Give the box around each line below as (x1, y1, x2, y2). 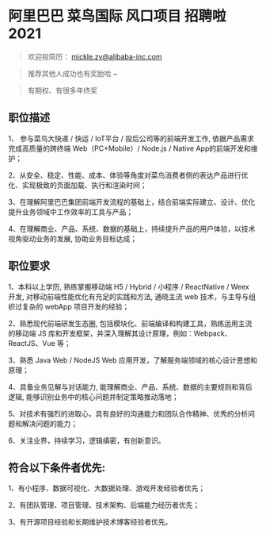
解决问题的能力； (21, 418, 78, 428)
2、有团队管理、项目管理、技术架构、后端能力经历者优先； (8, 501, 200, 510)
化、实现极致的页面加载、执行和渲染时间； (8, 180, 147, 190)
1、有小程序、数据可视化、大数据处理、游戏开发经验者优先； (8, 483, 206, 493)
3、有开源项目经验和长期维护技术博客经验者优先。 (8, 517, 173, 527)
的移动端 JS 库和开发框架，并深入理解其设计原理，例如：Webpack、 (8, 328, 232, 338)
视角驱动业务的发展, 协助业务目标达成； (8, 233, 137, 243)
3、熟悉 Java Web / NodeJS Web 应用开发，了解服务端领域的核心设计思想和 (8, 355, 257, 365)
